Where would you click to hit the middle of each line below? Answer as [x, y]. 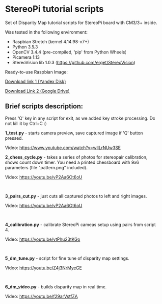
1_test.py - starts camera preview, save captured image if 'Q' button [74, 133]
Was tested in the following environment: [46, 32]
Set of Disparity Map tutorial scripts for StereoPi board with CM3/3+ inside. [81, 23]
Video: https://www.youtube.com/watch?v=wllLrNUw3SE [63, 148]
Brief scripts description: [44, 106]
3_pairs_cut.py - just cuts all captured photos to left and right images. [76, 196]
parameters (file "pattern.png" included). [46, 167]
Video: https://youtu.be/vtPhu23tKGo [43, 239]
